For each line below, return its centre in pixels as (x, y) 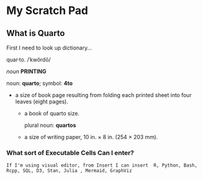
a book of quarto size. (52, 113)
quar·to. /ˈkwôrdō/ (29, 59)
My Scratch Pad (47, 11)
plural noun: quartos (50, 125)
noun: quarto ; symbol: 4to (40, 83)
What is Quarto (36, 33)
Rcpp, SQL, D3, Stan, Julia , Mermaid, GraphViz (69, 171)
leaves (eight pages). (41, 102)
